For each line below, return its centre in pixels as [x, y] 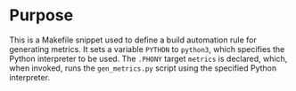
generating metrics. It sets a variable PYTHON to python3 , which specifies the [147, 49]
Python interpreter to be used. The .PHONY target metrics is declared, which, [148, 58]
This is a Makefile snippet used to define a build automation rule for [133, 40]
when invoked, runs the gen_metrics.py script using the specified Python [143, 68]
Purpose [41, 15]
